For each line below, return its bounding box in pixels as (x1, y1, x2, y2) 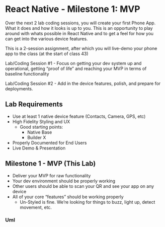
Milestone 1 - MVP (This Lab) (5, 159, 96, 168)
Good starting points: (19, 124, 63, 130)
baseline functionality (5, 71, 50, 76)
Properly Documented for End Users (12, 140, 87, 146)
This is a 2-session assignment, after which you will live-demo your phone (5, 45, 158, 51)
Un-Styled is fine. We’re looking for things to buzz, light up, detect (19, 199, 156, 205)
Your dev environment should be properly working (12, 178, 116, 184)
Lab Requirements (5, 100, 63, 109)
